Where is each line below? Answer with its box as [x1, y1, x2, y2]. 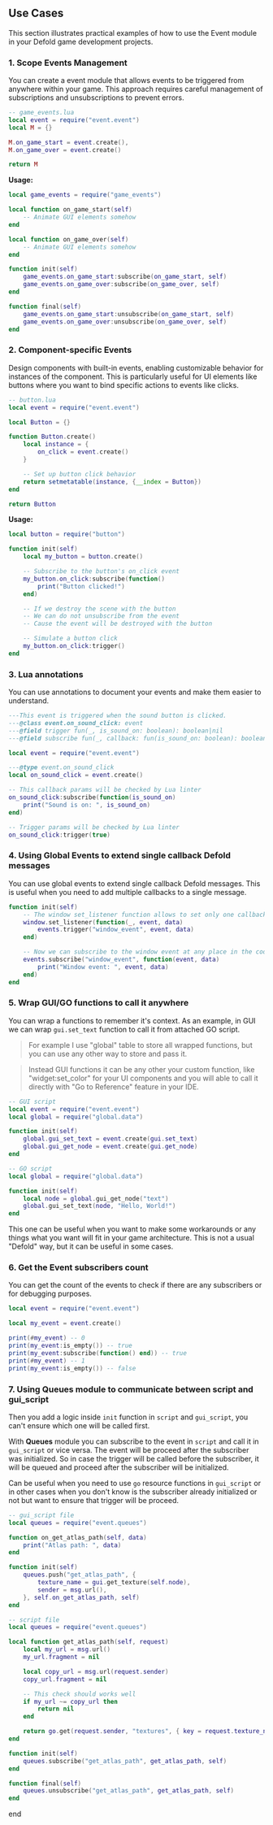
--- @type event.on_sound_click [8, 763, 115, 771]
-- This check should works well [23, 1690, 136, 1698]
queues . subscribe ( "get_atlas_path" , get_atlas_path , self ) [23, 1757, 227, 1765]
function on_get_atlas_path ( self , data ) [8, 1533, 148, 1541]
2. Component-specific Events [8, 345, 132, 356]
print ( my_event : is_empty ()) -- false [8, 1364, 136, 1372]
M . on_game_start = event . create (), [8, 138, 129, 146]
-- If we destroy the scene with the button [23, 605, 176, 613]
